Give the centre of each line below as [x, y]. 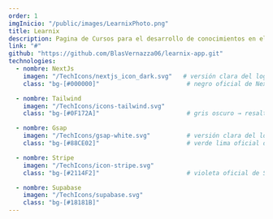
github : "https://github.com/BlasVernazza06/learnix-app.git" [116, 54]
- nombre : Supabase [49, 187]
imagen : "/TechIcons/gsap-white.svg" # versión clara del [139, 136]
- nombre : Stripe [45, 158]
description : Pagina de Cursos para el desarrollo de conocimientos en [132, 39]
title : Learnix [34, 31]
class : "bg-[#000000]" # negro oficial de [138, 84]
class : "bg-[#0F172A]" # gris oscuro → [132, 114]
